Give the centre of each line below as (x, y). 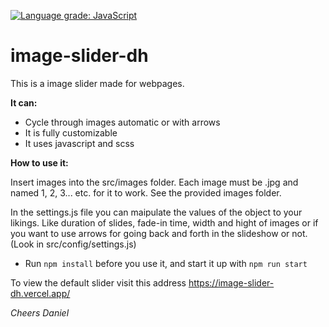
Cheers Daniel (40, 312)
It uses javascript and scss (79, 143)
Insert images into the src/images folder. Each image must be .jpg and (154, 182)
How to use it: (39, 162)
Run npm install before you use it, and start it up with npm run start (166, 263)
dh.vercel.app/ (40, 293)
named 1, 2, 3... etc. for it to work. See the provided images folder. (146, 192)
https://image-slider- (231, 282)
